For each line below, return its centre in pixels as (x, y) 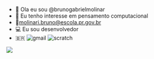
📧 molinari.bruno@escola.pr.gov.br (58, 22)
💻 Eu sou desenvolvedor (47, 29)
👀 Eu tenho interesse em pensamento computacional (82, 16)
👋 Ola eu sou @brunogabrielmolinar (60, 9)
